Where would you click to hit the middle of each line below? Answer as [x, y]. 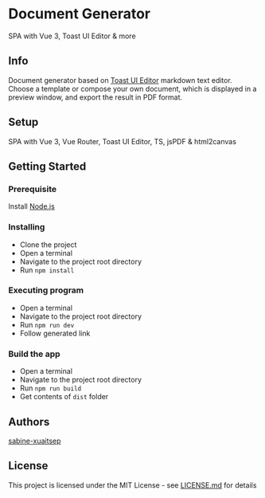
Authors [29, 422]
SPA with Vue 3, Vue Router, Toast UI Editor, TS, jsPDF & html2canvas [123, 141]
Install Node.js [32, 206]
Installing [27, 227]
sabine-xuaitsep [35, 441]
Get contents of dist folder [64, 397]
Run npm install [47, 270]
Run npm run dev [47, 324]
